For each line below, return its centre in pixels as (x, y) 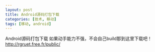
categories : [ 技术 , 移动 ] (31, 19)
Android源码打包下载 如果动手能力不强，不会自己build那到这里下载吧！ (79, 38)
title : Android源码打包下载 (32, 14)
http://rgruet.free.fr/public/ (33, 44)
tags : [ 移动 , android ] (28, 24)
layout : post (19, 10)
